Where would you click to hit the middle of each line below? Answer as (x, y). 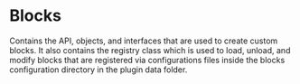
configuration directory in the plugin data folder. (98, 70)
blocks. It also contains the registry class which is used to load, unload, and (150, 50)
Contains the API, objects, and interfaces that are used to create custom (144, 41)
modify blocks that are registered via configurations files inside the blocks (147, 60)
